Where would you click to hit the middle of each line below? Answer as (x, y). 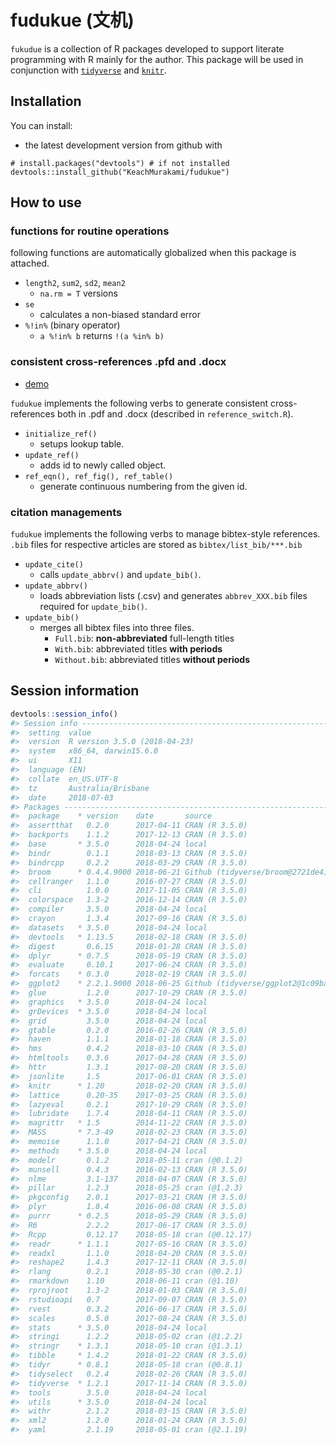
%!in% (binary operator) (72, 325)
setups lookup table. (82, 443)
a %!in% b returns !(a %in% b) (102, 336)
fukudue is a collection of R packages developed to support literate (147, 48)
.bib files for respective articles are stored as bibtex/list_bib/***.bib (156, 545)
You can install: (41, 125)
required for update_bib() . (93, 607)
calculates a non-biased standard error (120, 315)
